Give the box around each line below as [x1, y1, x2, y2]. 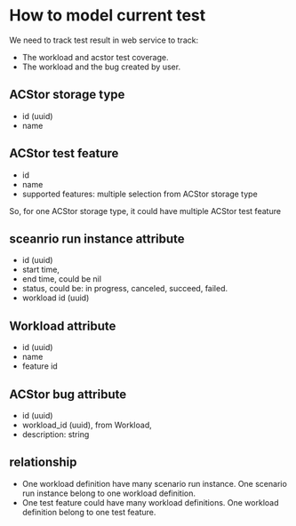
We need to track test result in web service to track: [9, 35, 198, 45]
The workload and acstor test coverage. [21, 52, 169, 62]
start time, [21, 264, 60, 275]
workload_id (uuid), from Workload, [21, 419, 153, 430]
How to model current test [9, 5, 206, 26]
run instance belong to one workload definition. [21, 488, 196, 498]
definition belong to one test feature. [21, 506, 156, 517]
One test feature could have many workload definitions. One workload [21, 497, 279, 507]
